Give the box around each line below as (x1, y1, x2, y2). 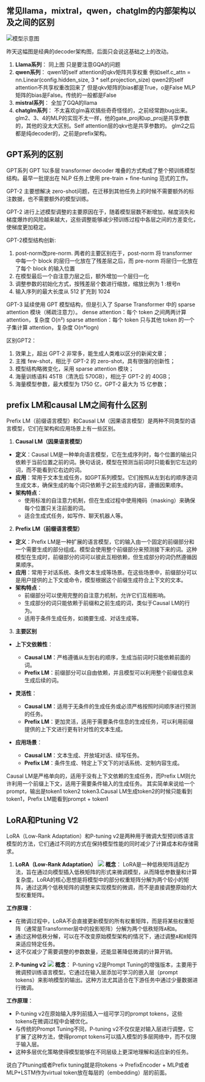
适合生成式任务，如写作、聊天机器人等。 (24, 512, 126, 519)
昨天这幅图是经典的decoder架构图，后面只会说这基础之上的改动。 (6, 48, 172, 55)
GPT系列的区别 (6, 149, 63, 160)
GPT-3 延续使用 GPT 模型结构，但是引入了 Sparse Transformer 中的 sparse (6, 301, 195, 308)
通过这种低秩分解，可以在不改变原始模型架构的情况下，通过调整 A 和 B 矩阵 (15, 933, 198, 940)
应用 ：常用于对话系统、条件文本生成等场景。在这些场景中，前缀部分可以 (15, 569, 197, 576)
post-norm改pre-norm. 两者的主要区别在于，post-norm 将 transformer (15, 249, 193, 257)
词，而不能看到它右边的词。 (15, 466, 85, 473)
